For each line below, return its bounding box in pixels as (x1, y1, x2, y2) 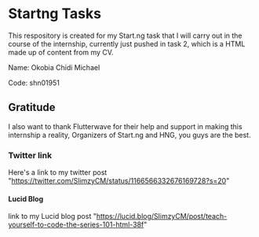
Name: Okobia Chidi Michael (8, 62, 100, 72)
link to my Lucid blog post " (8, 212, 97, 221)
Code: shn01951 (8, 78, 60, 87)
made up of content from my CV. (8, 47, 114, 57)
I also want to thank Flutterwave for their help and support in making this (8, 121, 243, 131)
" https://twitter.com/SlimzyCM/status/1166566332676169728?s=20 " (8, 176, 230, 186)
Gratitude (8, 101, 57, 114)
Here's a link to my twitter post (8, 168, 108, 177)
